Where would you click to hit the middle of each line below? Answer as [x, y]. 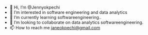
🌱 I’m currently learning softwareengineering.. [56, 17]
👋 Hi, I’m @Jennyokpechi [35, 7]
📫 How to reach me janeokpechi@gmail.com [55, 28]
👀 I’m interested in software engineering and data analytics [68, 12]
